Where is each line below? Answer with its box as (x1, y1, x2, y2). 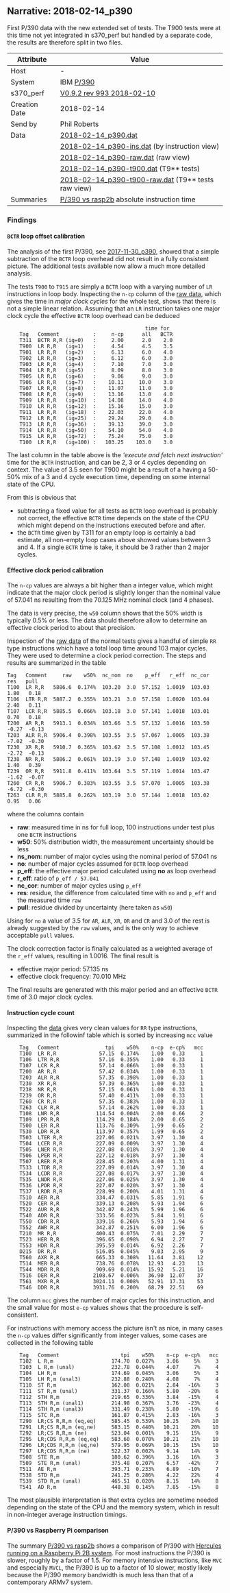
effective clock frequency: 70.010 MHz (16, 973, 127, 981)
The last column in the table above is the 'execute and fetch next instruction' (7, 450, 223, 459)
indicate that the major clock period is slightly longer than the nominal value (7, 589, 221, 597)
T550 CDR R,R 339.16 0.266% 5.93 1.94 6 (19, 1218, 204, 1226)
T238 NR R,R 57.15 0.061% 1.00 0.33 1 (19, 1086, 204, 1093)
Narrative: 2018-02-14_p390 (7, 5, 133, 17)
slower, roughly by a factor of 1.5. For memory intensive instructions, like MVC (7, 1556, 222, 1564)
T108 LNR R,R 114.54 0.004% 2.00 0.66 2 (19, 1110, 204, 1117)
